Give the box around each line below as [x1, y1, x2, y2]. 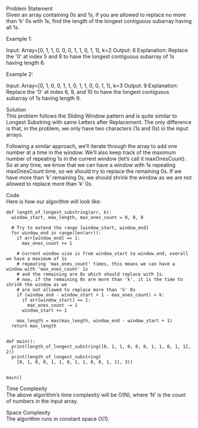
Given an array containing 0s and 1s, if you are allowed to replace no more [6, 11, 186, 18]
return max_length [11, 323, 57, 329]
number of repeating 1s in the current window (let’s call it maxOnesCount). [6, 155, 187, 162]
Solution [6, 106, 27, 113]
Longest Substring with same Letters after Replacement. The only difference [6, 119, 192, 126]
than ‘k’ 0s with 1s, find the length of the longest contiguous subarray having [6, 18, 192, 24]
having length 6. [6, 59, 45, 66]
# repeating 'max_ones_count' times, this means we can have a [16, 261, 176, 267]
